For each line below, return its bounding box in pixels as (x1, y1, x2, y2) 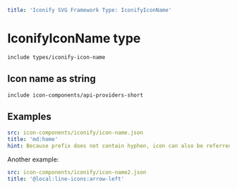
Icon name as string (7, 73, 97, 85)
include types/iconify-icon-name (7, 54, 106, 61)
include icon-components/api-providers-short (7, 92, 143, 99)
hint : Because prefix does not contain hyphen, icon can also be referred (7, 142, 232, 150)
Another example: (7, 155, 59, 164)
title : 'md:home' (7, 136, 59, 143)
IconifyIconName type (7, 30, 141, 47)
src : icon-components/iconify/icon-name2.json (7, 169, 147, 176)
